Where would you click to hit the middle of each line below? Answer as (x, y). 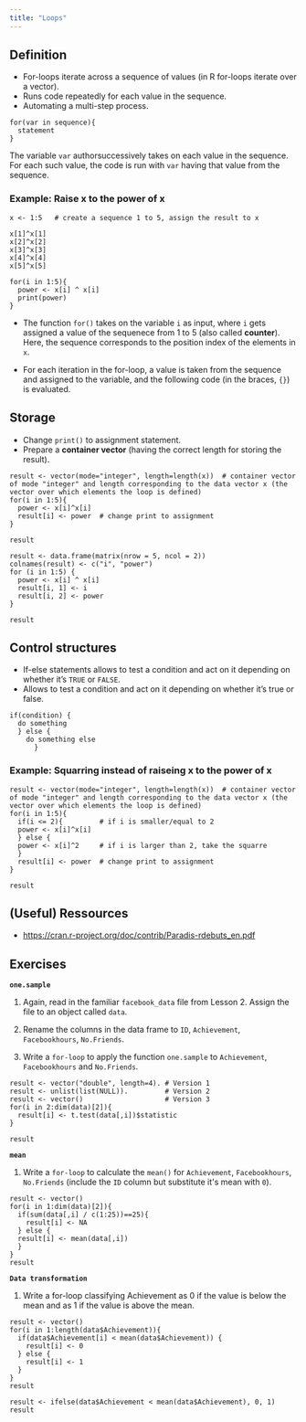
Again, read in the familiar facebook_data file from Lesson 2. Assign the (156, 1003)
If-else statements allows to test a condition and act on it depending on (156, 670)
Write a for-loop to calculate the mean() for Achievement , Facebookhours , (157, 1173)
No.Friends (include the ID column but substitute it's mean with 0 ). (147, 1182)
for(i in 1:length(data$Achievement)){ (85, 1331)
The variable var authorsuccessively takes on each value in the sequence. (149, 155)
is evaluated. (47, 388)
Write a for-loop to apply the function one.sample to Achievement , (145, 1057)
